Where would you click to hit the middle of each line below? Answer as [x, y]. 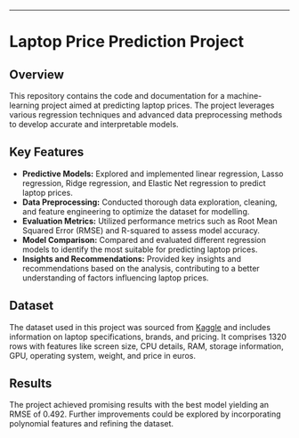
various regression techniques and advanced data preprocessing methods [146, 115]
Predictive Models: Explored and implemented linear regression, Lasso [153, 174]
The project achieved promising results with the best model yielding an [139, 405]
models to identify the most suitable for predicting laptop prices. [140, 249]
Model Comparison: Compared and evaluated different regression [144, 239]
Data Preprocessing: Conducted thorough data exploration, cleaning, [149, 202]
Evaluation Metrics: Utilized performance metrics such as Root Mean [149, 221]
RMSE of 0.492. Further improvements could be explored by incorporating [145, 414]
